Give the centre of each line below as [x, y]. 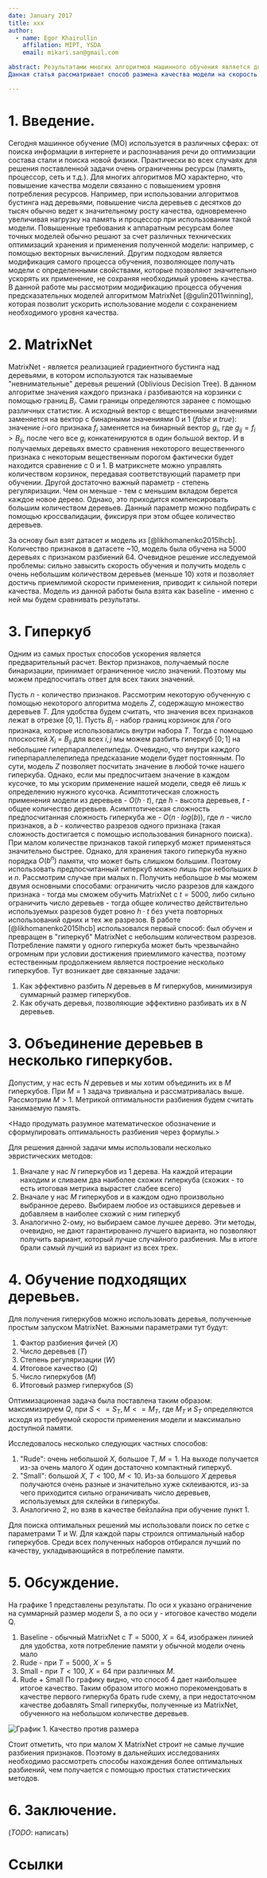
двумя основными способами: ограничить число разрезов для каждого [131, 886]
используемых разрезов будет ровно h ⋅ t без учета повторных [116, 911]
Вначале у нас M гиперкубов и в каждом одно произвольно [122, 1197]
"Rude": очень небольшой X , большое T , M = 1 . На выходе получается [139, 1459]
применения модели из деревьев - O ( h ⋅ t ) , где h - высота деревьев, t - [129, 800]
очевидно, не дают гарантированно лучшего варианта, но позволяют [138, 1231]
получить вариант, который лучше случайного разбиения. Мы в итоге [139, 1240]
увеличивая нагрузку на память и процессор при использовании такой [130, 219]
